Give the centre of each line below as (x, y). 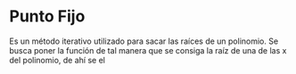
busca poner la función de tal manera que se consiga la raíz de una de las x (148, 50)
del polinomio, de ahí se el (57, 60)
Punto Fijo (47, 16)
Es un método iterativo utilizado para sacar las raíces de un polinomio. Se (144, 41)
